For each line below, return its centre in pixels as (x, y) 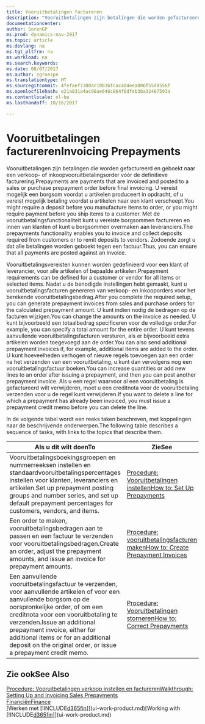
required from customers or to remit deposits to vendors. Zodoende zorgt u (101, 239)
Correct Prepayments (157, 626)
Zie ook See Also (38, 674)
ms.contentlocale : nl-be (38, 97)
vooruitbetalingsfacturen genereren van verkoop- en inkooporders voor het (101, 290)
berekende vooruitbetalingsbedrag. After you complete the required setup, (99, 297)
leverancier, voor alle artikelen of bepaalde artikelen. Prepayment (88, 271)
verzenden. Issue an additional (52, 622)
